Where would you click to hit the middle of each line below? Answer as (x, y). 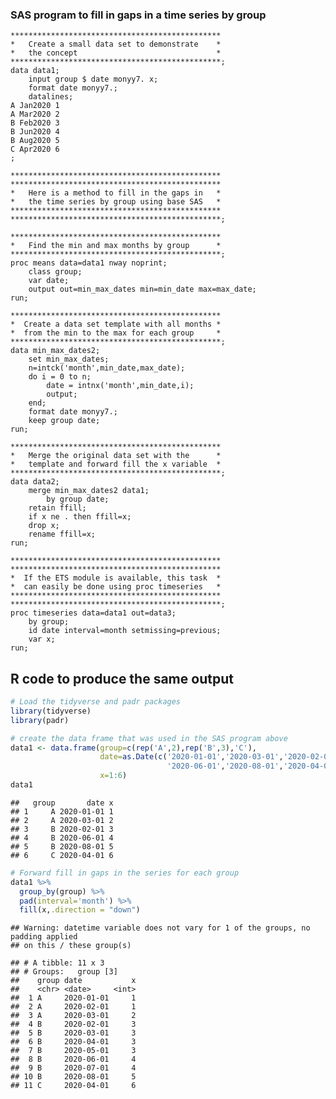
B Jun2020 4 (35, 132)
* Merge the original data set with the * (116, 456)
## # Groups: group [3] (64, 972)
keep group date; (64, 421)
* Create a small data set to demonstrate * (116, 44)
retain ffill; (57, 508)
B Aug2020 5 (35, 141)
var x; (42, 639)
